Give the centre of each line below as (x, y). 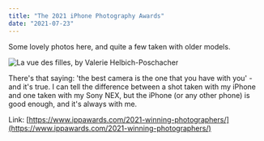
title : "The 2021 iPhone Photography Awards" (86, 16)
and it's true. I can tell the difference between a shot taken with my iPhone (132, 87)
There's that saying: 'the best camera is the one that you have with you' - (130, 78)
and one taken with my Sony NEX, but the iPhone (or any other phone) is (129, 95)
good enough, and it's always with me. (73, 104)
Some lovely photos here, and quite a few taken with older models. (119, 46)
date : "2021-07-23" (41, 23)
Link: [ (19, 119)
